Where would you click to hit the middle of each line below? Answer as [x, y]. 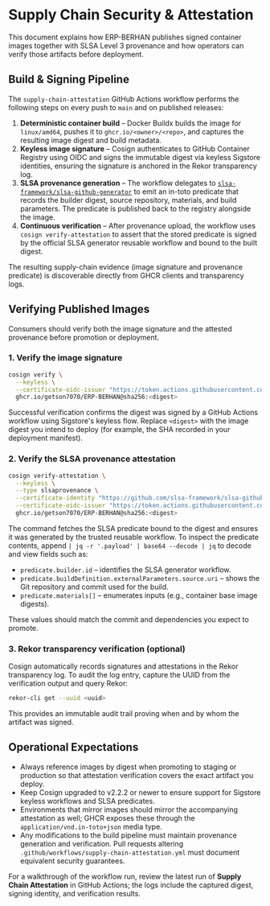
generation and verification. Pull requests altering [102, 843]
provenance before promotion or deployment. [84, 337]
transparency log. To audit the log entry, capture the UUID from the [119, 675]
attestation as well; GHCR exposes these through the [107, 817]
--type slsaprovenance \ [57, 491]
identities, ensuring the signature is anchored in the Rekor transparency [138, 166]
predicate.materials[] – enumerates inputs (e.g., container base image [139, 595]
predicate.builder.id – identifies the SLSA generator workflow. [125, 570]
